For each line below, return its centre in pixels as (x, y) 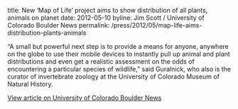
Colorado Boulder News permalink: (59, 25)
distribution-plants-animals (47, 33)
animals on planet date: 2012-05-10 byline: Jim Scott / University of (106, 18)
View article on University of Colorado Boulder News (85, 98)
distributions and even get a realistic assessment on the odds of (101, 62)
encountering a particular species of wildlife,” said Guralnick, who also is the (119, 69)
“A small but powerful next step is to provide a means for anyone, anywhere (118, 46)
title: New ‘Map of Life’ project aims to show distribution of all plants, (108, 10)
